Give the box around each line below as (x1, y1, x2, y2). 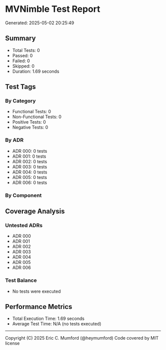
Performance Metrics (5, 303, 73, 311)
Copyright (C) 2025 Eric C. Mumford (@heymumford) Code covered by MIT (5, 335, 159, 341)
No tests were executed (12, 288, 61, 294)
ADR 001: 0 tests (12, 153, 46, 159)
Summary (5, 34, 36, 43)
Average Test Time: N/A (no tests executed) (12, 321, 102, 327)
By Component (5, 192, 42, 199)
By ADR (5, 137, 24, 144)
